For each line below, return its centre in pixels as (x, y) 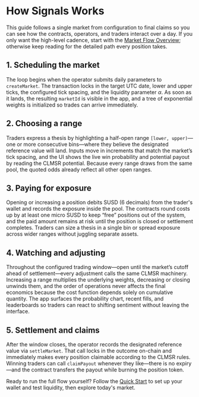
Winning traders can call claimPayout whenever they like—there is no (91, 363)
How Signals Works (55, 11)
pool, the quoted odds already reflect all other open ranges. (79, 169)
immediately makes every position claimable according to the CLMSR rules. (98, 357)
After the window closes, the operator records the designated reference (94, 344)
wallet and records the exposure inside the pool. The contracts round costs (98, 209)
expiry (184, 363)
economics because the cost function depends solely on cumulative (90, 292)
